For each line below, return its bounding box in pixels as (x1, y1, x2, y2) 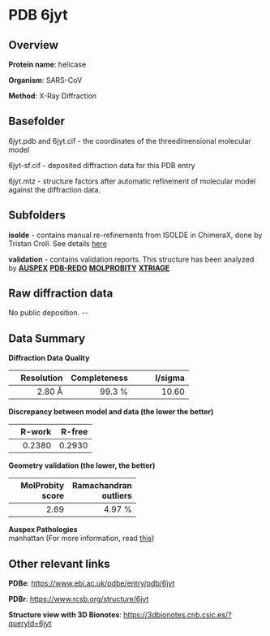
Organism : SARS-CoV (8, 76, 83, 84)
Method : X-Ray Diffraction (8, 91, 97, 101)
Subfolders (8, 209, 66, 223)
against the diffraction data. (8, 184, 101, 194)
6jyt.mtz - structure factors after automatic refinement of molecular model (8, 176, 256, 186)
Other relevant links (8, 556, 111, 570)
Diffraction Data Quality (8, 353, 90, 363)
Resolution (20, 372, 63, 383)
